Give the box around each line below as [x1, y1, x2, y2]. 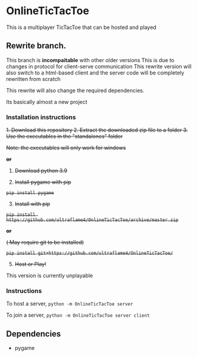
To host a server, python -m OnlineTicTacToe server [6, 300, 133, 307]
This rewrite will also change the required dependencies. [6, 87, 145, 94]
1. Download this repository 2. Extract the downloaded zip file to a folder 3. [6, 126, 188, 134]
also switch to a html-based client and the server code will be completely [6, 69, 185, 76]
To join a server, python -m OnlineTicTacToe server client [6, 311, 150, 319]
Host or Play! [14, 261, 46, 268]
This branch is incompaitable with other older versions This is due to [6, 56, 175, 63]
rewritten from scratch [6, 75, 61, 82]
